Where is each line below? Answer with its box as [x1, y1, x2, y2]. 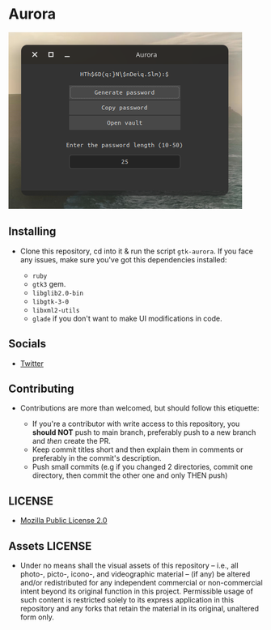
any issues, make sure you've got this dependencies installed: [19, 254, 227, 264]
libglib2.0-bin [32, 289, 83, 297]
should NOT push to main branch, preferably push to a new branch [32, 428, 256, 437]
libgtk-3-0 [32, 297, 70, 306]
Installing [8, 224, 57, 239]
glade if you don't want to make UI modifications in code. [32, 313, 222, 323]
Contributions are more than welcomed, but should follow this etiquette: [19, 403, 260, 413]
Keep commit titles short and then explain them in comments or [32, 445, 244, 454]
